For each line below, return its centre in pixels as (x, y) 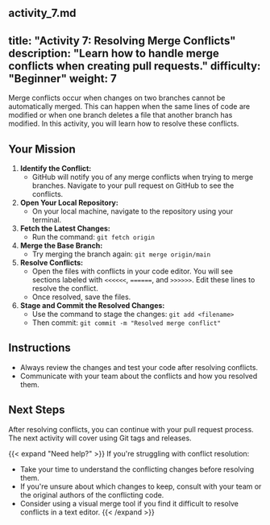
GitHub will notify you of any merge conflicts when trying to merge (143, 177)
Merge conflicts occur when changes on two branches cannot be (117, 98)
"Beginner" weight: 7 (62, 79)
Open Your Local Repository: (69, 203)
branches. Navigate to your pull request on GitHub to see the (133, 185)
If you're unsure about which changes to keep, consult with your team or (141, 486)
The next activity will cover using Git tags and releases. (100, 438)
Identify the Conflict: (56, 169)
